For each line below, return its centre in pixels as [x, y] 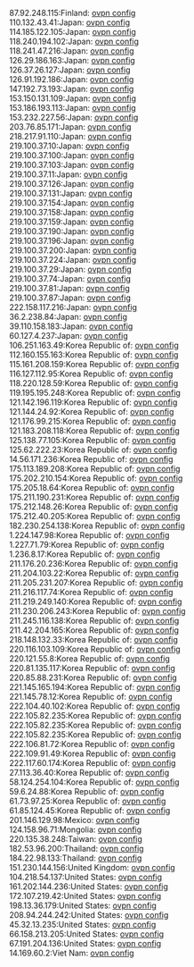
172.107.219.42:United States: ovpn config [85, 896]
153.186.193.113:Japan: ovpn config [73, 108]
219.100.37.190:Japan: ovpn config [72, 231]
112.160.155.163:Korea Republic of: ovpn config [94, 355]
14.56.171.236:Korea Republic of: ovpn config [91, 459]
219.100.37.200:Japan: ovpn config [73, 250]
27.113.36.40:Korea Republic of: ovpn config [89, 773]
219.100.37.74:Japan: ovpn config [70, 279]
